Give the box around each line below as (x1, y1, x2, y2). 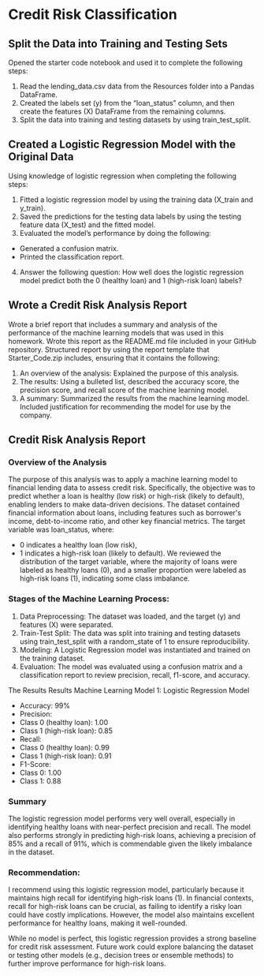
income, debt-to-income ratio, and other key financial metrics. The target (8, 517, 246, 526)
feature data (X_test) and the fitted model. (19, 219, 156, 230)
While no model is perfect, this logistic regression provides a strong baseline (8, 933, 257, 944)
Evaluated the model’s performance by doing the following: (19, 228, 211, 237)
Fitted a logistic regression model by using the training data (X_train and (19, 195, 254, 204)
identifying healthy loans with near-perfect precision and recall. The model (8, 822, 251, 832)
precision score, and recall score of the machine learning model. (19, 385, 229, 395)
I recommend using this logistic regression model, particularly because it (8, 885, 244, 895)
